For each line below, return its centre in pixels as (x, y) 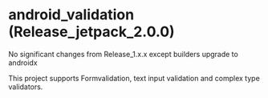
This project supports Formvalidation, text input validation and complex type (134, 78)
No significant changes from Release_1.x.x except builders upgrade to (123, 54)
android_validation (71, 15)
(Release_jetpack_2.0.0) (91, 32)
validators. (26, 87)
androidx (23, 63)
